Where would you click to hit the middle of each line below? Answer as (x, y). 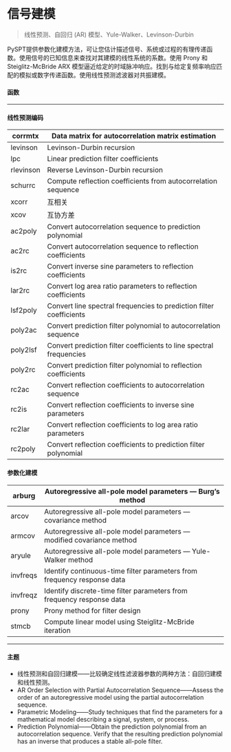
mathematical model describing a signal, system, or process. (103, 719)
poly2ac (24, 330)
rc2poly (23, 449)
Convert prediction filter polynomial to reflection (124, 366)
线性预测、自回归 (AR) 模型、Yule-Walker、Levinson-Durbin (109, 34)
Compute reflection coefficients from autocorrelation (132, 181)
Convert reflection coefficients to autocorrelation (126, 385)
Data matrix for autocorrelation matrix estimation (134, 136)
